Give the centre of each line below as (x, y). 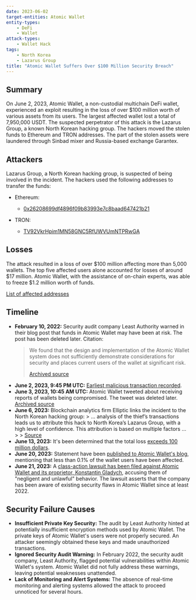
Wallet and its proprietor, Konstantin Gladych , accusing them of (91, 472)
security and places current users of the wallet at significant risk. (107, 362)
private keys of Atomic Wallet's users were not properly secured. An (97, 536)
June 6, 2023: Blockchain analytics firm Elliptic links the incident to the (100, 410)
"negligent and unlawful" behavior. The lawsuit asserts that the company (102, 478)
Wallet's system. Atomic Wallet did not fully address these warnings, (97, 567)
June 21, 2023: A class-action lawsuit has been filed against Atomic (97, 466)
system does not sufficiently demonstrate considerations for (102, 356)
